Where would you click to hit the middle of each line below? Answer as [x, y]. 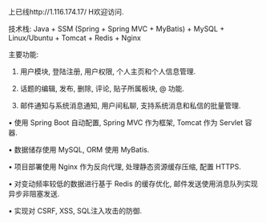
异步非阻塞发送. [34, 194]
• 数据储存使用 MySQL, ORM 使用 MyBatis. [79, 150]
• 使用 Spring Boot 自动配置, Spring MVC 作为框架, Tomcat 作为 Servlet [126, 122]
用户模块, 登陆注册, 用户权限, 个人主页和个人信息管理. [108, 71]
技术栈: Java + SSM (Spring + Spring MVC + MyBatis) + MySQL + [117, 29]
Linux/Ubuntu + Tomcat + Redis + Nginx [75, 38]
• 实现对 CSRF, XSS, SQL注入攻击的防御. [75, 211]
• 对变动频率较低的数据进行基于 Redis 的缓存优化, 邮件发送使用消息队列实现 [133, 184]
